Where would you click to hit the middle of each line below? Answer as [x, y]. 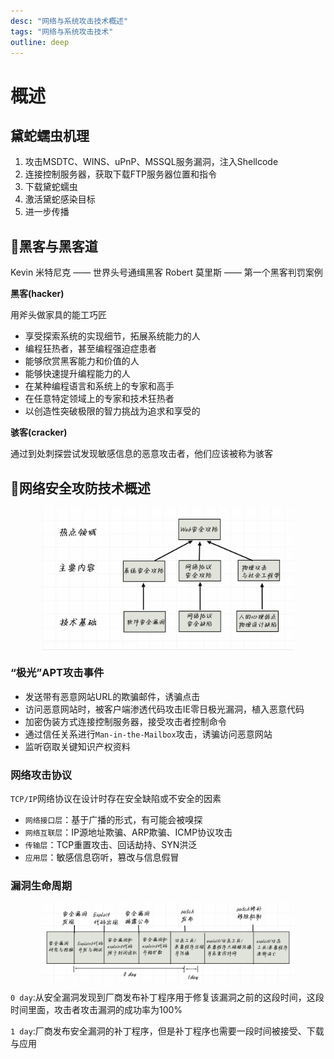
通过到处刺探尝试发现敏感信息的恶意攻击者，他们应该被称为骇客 [141, 454]
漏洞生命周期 [41, 885]
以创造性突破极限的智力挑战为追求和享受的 [112, 411]
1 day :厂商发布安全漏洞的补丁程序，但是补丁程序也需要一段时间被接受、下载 [167, 1031]
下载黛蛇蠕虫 [51, 187]
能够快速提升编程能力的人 [77, 374]
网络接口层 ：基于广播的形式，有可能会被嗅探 [113, 819]
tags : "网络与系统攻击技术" [62, 31]
